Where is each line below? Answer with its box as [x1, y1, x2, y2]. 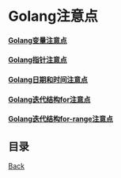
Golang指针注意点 [8, 55, 67, 64]
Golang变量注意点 [8, 35, 67, 44]
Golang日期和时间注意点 [8, 75, 89, 84]
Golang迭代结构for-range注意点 [8, 114, 113, 124]
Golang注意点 [8, 7, 99, 25]
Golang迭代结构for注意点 [8, 95, 91, 104]
